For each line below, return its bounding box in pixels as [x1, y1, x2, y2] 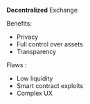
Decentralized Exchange [6, 6, 78, 14]
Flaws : [6, 61, 27, 69]
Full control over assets [16, 40, 84, 48]
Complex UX [16, 89, 53, 97]
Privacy [16, 33, 39, 41]
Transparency [16, 48, 57, 55]
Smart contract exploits [16, 82, 84, 89]
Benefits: [6, 19, 33, 27]
